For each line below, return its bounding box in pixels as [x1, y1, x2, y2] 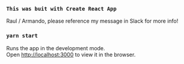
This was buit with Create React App [6, 5, 117, 12]
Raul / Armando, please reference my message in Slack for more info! [6, 17, 179, 25]
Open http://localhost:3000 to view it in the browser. [6, 51, 136, 58]
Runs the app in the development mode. [6, 44, 105, 51]
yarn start [6, 32, 38, 39]
